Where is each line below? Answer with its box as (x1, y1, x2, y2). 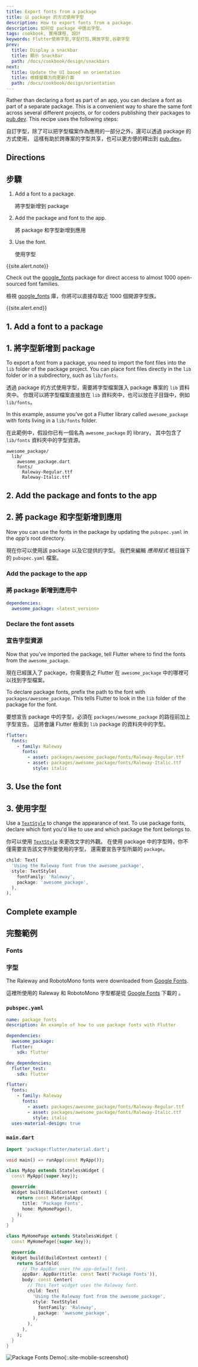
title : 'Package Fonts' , (21, 1200, 84, 1206)
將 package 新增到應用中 (6, 586, 77, 594)
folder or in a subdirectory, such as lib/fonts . (6, 372, 119, 379)
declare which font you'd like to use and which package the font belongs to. (6, 826, 191, 833)
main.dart (6, 1134, 34, 1141)
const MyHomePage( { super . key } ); (11, 1239, 92, 1245)
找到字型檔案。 (11, 676, 48, 683)
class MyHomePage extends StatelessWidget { (6, 1233, 118, 1239)
